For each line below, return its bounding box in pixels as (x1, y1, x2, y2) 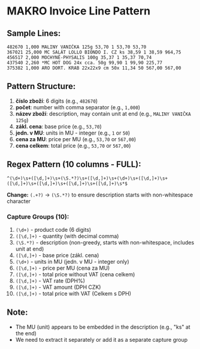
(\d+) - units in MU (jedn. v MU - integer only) (15, 258, 129, 265)
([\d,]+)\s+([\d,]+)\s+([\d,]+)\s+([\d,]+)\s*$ (7, 180, 128, 187)
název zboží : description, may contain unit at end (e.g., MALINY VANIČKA (15, 110, 191, 117)
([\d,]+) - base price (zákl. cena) (15, 251, 99, 259)
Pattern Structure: (7, 81, 76, 91)
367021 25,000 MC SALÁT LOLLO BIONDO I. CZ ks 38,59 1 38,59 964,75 (7, 49, 181, 55)
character (7, 197, 31, 205)
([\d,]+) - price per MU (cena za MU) (15, 264, 110, 272)
